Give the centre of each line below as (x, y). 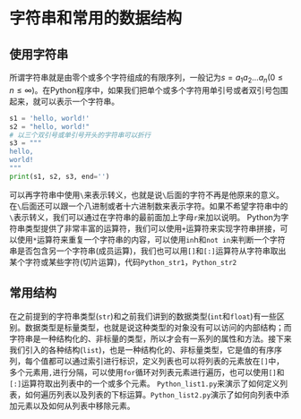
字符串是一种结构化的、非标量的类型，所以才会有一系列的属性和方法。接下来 (150, 338)
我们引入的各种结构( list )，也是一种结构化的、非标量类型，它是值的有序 (142, 349)
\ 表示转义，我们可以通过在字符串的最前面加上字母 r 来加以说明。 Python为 (145, 217)
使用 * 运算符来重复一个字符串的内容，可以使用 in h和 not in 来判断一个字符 (151, 239)
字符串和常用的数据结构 (96, 18)
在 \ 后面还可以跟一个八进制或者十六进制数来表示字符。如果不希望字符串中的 (149, 206)
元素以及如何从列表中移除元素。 (76, 406)
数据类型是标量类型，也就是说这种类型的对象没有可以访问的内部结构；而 (158, 327)
